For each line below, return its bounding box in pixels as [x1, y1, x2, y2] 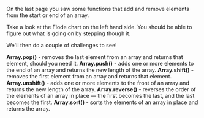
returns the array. [6, 105, 50, 112]
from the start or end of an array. [6, 12, 89, 19]
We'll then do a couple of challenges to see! [6, 42, 118, 49]
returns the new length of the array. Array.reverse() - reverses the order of [6, 86, 196, 93]
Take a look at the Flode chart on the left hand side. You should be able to [6, 24, 192, 30]
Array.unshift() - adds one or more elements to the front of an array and [6, 79, 190, 86]
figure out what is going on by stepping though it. [6, 30, 131, 37]
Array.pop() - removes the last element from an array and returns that [6, 54, 184, 60]
